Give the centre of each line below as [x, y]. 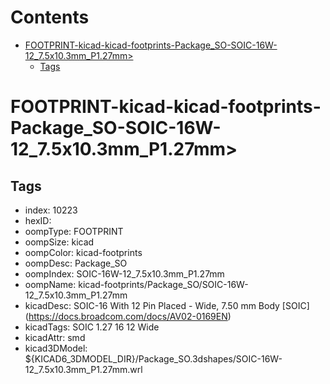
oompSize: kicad [59, 242]
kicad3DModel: [56, 348]
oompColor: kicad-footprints [83, 252]
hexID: [38, 220]
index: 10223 [51, 210]
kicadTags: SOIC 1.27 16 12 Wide [92, 327]
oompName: [50, 284]
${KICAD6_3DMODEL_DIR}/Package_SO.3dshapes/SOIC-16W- [153, 358]
